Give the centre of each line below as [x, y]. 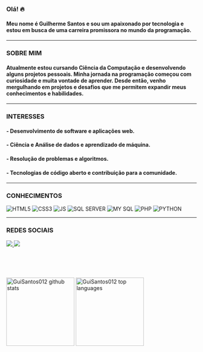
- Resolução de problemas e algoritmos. [57, 158]
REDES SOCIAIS [30, 231]
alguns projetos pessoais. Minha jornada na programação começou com [99, 74]
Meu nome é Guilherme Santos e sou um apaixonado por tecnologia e [95, 24]
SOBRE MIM [24, 53]
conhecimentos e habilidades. [45, 93]
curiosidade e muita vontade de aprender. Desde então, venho [86, 80]
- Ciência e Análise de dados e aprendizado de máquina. [79, 145]
